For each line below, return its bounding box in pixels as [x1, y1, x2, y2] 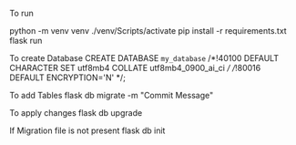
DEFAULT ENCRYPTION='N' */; [9, 72, 126, 83]
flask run [9, 36, 43, 46]
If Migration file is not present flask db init [9, 125, 166, 136]
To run [9, 8, 35, 18]
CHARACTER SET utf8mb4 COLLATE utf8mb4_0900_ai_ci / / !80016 [9, 63, 261, 73]
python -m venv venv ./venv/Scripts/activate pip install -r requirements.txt [9, 26, 287, 36]
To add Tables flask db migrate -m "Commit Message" [9, 90, 214, 100]
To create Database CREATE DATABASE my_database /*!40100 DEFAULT [9, 53, 280, 63]
